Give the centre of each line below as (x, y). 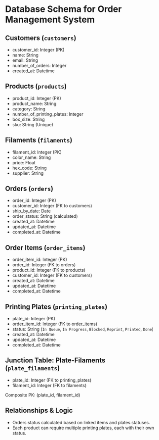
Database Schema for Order (63, 9)
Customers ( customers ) (41, 38)
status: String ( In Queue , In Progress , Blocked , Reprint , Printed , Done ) (83, 329)
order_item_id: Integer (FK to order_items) (55, 324)
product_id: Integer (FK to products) (49, 270)
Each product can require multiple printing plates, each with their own (83, 428)
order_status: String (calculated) (45, 216)
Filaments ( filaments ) (39, 140)
